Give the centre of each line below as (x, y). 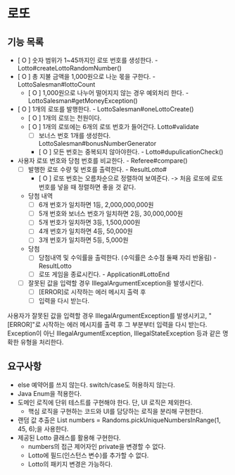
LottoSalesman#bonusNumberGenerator (97, 144)
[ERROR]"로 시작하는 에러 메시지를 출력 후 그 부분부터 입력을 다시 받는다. (107, 324)
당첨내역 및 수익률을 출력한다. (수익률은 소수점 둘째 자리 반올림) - (127, 258)
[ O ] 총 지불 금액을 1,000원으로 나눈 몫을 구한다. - (87, 76)
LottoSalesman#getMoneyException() (83, 101)
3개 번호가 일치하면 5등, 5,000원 (83, 240)
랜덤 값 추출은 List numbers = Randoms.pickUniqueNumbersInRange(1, (119, 420)
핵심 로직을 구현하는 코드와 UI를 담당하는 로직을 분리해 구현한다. (116, 411)
